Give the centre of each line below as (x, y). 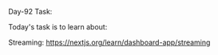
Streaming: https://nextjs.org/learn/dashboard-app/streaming (109, 42)
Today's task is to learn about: (58, 27)
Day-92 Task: (30, 12)
